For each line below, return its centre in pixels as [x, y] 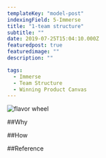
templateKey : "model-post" [45, 13]
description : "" [30, 58]
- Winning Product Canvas [50, 90]
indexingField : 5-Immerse [44, 20]
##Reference [26, 148]
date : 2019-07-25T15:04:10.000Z [53, 39]
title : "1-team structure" [45, 26]
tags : [15, 70]
